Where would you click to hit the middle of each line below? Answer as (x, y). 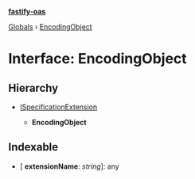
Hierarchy (33, 88)
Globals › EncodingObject (51, 27)
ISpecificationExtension (58, 107)
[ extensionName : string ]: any (69, 166)
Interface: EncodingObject (97, 59)
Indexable (33, 147)
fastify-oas (27, 11)
